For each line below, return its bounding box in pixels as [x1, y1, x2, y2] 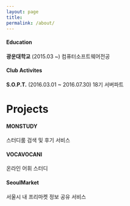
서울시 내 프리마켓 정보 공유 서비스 [6, 193, 86, 200]
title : [6, 14, 23, 20]
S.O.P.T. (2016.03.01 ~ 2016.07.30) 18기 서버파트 [6, 80, 124, 88]
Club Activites [6, 67, 43, 74]
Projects [6, 102, 49, 116]
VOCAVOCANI [6, 151, 43, 158]
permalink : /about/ [6, 20, 55, 26]
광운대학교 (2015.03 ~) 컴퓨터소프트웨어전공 [6, 52, 110, 60]
